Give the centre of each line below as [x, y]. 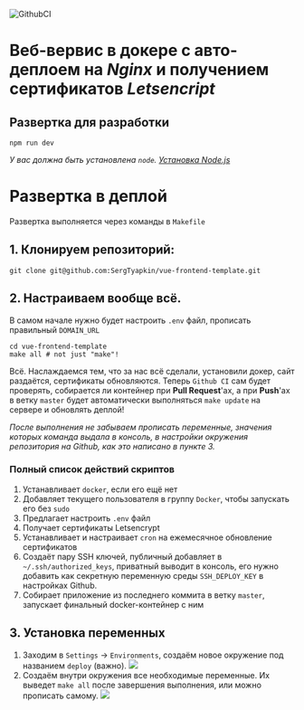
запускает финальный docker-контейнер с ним [113, 604]
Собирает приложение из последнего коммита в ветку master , [143, 595]
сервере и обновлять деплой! [67, 409]
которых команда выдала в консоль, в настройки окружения [129, 436]
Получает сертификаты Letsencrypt [91, 527]
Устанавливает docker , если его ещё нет [100, 489]
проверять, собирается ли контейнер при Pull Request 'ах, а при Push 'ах [150, 390]
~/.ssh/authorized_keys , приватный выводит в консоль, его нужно [150, 566]
